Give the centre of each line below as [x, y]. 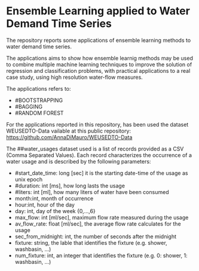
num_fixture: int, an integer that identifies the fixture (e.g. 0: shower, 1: [101, 255]
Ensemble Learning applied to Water [98, 11]
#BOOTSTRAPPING [39, 100]
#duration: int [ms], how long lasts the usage [70, 186]
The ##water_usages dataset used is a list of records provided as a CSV [95, 149]
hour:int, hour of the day [45, 205]
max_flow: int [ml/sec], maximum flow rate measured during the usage [102, 217]
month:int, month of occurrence [54, 198]
